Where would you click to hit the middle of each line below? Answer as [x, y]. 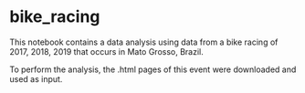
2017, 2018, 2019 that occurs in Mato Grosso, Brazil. [106, 51]
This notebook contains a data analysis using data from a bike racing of [144, 42]
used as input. [36, 78]
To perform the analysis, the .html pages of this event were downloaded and [153, 69]
